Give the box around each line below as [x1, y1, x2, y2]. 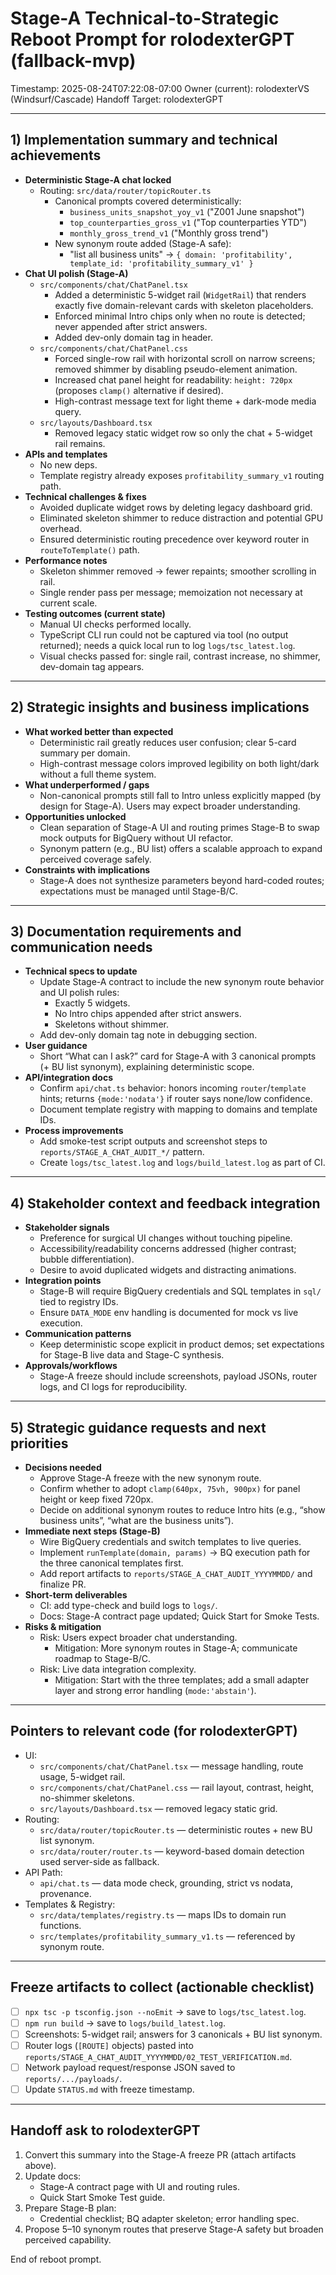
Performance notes [24, 554, 108, 566]
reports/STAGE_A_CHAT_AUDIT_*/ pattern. [39, 1146, 205, 1158]
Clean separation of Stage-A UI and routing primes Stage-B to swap [39, 821, 320, 833]
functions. [39, 1919, 82, 1931]
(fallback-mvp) [10, 50, 137, 72]
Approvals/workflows [24, 1360, 118, 1372]
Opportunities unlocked [24, 810, 127, 822]
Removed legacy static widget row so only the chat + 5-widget [54, 427, 313, 439]
